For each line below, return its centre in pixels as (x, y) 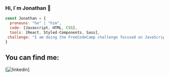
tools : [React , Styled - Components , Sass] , (55, 32)
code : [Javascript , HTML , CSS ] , (44, 28)
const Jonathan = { (26, 19)
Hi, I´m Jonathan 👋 (28, 8)
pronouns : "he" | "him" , (36, 23)
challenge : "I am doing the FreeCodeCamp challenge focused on (75, 37)
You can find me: (32, 57)
